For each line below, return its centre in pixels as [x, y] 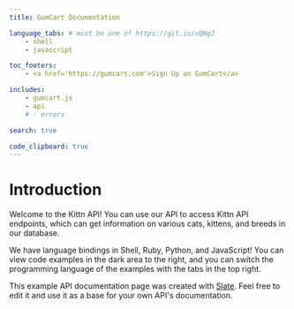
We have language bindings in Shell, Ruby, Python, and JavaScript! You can [147, 250]
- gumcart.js [49, 98]
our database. [34, 233]
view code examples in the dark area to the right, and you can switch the [141, 260]
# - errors [45, 114]
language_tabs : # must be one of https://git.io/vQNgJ [112, 33]
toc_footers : [33, 66]
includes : [27, 90]
